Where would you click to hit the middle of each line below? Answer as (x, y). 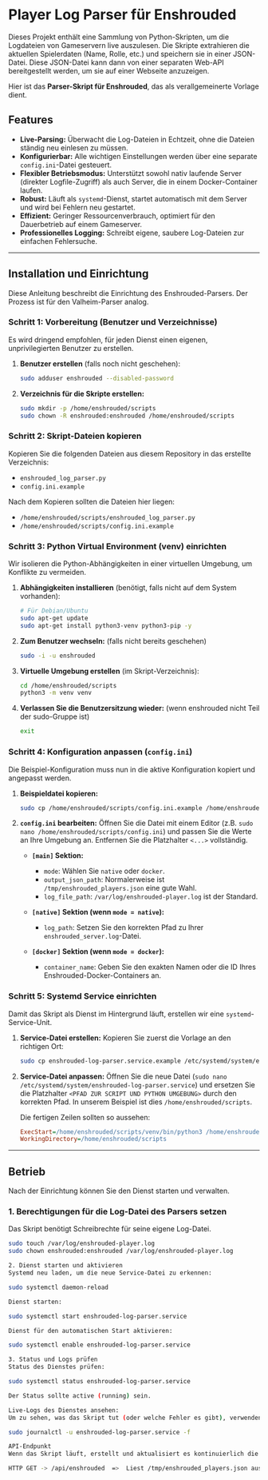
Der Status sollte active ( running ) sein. (80, 1396)
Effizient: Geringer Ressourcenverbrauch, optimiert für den (117, 215)
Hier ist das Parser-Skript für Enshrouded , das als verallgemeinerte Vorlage (134, 86)
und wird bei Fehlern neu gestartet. (77, 207)
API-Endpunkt (30, 1446)
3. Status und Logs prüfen (53, 1360)
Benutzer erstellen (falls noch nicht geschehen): (100, 363)
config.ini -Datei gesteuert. (66, 165)
